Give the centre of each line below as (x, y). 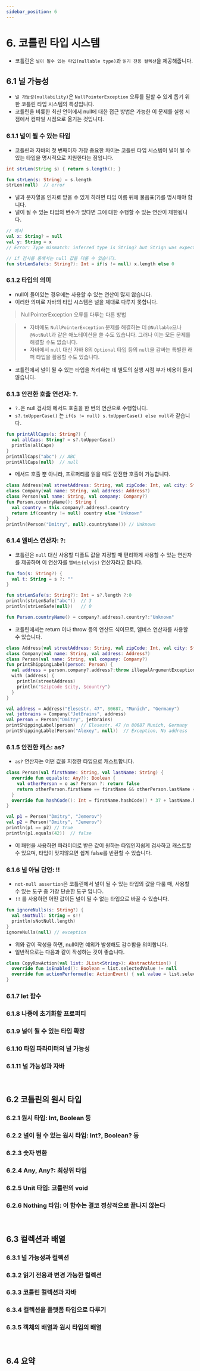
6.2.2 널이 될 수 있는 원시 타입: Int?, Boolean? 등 (73, 1136)
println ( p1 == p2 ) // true (40, 828)
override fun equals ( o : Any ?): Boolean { (64, 778)
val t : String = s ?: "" (42, 579)
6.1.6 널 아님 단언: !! (33, 870)
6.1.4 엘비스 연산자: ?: (36, 541)
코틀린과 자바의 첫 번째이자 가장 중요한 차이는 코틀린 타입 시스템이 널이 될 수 (103, 150)
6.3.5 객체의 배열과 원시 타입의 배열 (54, 1327)
